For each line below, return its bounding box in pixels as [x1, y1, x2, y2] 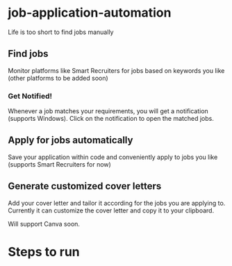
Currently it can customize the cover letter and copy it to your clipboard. [8, 206, 215, 215]
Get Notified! [8, 91, 53, 101]
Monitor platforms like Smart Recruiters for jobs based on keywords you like [8, 66, 225, 74]
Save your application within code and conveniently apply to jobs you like [8, 153, 218, 161]
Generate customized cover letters [8, 181, 162, 192]
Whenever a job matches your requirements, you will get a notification [8, 107, 209, 115]
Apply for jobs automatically [8, 134, 133, 147]
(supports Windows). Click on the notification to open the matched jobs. [8, 115, 215, 123]
